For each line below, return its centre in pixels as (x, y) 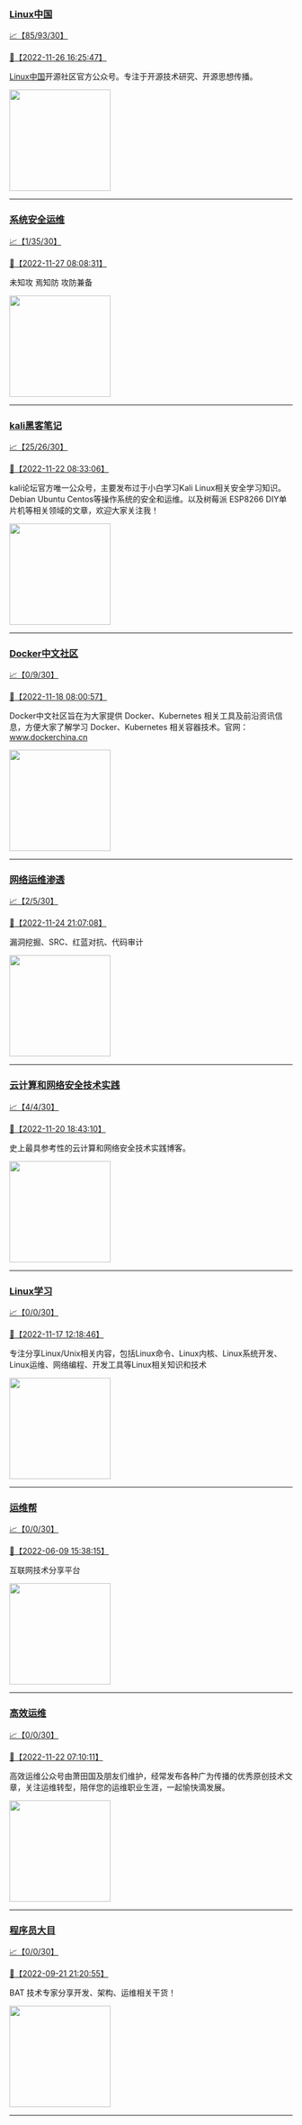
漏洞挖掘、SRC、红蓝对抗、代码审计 (76, 942)
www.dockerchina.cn (49, 737)
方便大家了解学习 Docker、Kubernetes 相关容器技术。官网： (137, 728)
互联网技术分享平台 (45, 1570)
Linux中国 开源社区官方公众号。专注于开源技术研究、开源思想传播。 (133, 77)
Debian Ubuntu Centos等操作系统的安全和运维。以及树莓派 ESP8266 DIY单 (148, 499)
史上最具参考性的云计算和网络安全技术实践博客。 (100, 1148)
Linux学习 (31, 1291)
